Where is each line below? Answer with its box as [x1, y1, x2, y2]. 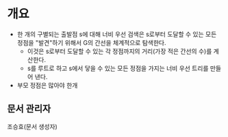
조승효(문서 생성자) [7, 122, 58, 130]
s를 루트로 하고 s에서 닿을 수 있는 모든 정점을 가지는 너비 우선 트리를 [27, 64, 209, 72]
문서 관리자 [7, 103, 51, 115]
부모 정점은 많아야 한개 [16, 81, 78, 89]
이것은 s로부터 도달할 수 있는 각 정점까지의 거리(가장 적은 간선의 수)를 [27, 47, 212, 55]
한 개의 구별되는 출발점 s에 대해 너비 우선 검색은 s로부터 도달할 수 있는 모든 [16, 30, 217, 38]
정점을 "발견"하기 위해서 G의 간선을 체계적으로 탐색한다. [16, 38, 166, 46]
